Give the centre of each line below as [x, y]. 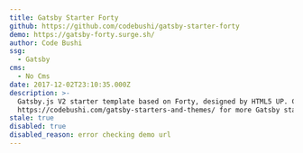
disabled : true [38, 127]
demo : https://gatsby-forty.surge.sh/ [82, 34]
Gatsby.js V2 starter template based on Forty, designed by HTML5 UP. [153, 101]
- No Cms [34, 76]
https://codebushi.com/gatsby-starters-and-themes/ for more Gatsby [149, 110]
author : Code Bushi [46, 43]
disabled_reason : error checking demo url [90, 135]
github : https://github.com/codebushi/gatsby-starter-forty [125, 26]
